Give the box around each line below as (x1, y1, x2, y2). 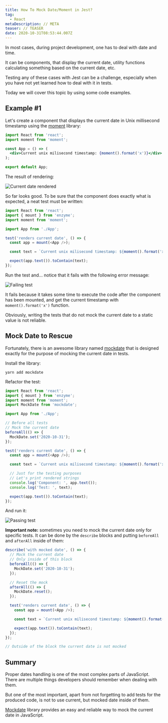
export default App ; (5, 165, 48, 170)
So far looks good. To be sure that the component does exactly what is (5, 193, 151, 199)
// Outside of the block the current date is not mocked (5, 644, 126, 649)
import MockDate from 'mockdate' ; (5, 402, 77, 407)
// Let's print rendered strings (9, 476, 79, 481)
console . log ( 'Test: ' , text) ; (9, 485, 72, 490)
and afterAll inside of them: (5, 538, 64, 544)
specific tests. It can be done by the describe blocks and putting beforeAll (5, 532, 159, 538)
